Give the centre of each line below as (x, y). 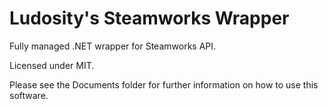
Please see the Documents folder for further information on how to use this (164, 84)
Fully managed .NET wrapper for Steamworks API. (113, 46)
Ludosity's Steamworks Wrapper (149, 18)
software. (29, 95)
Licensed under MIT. (52, 65)
